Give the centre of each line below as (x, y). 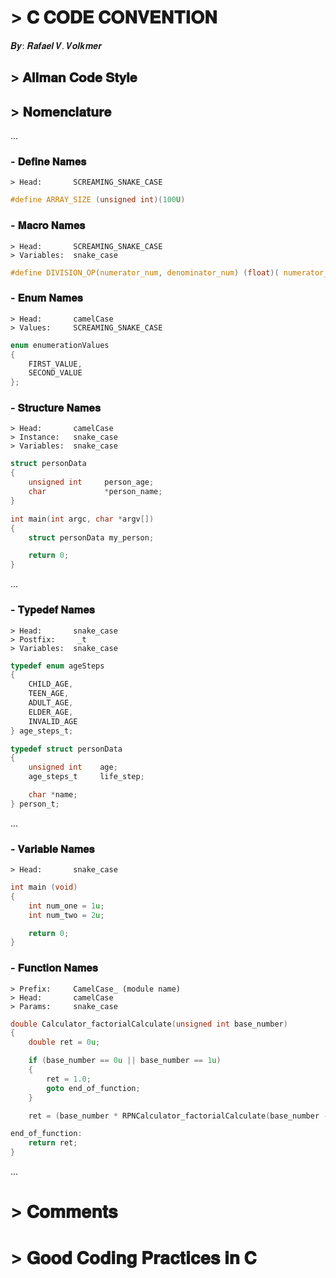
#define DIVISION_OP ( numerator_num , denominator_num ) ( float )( (145, 272)
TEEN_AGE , (49, 694)
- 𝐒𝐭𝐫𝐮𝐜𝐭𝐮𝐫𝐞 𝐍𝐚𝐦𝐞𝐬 (55, 408)
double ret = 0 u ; (64, 1042)
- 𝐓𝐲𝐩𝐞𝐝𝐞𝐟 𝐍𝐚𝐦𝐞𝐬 (52, 610)
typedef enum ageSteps (57, 666)
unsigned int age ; (73, 767)
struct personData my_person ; (91, 537)
